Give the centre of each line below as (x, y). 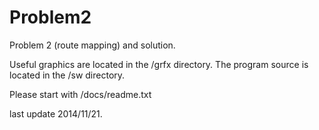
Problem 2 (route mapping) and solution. (92, 45)
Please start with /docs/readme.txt (80, 94)
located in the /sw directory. (67, 75)
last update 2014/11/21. (56, 113)
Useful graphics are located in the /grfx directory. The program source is (159, 64)
